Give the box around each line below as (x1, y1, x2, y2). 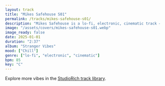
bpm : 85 (5, 57, 21, 62)
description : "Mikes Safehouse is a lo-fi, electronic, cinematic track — (5, 21, 162, 26)
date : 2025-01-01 (5, 35, 41, 40)
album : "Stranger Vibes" (5, 44, 56, 49)
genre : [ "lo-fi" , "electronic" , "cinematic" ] (5, 53, 100, 58)
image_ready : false (5, 30, 45, 35)
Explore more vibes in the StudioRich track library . (5, 76, 107, 82)
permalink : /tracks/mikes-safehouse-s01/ (5, 16, 91, 21)
